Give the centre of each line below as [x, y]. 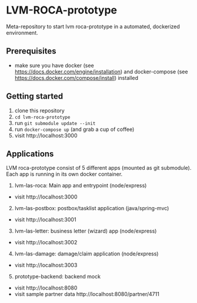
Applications [30, 154]
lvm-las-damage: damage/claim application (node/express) [86, 254]
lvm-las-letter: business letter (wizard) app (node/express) [86, 231]
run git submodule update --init [55, 123]
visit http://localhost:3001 [45, 220]
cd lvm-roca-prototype [42, 117]
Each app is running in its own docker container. [64, 174]
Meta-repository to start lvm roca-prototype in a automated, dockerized [93, 26]
